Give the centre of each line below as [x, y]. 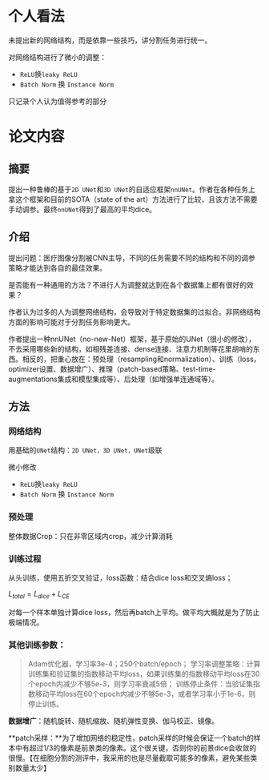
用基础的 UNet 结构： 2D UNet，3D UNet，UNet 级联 [85, 450]
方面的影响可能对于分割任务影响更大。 [71, 322]
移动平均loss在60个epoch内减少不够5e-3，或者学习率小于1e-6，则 [145, 694]
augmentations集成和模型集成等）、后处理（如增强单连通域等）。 [113, 379]
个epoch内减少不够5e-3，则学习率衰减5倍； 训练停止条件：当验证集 [141, 684]
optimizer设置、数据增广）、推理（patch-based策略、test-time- [112, 368]
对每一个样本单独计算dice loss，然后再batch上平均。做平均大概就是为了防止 [134, 612]
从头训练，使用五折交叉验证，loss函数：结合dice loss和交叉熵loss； [120, 578]
